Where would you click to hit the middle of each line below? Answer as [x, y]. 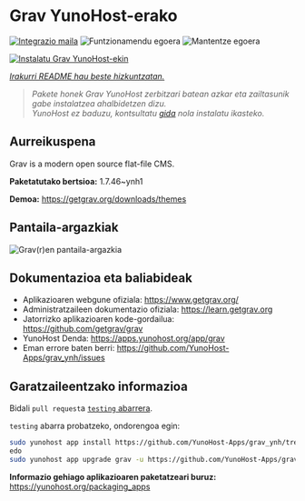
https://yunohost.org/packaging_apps [80, 486]
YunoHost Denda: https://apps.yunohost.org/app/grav [123, 338]
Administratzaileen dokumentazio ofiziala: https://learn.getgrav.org [148, 309]
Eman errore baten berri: [69, 348]
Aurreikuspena [53, 142]
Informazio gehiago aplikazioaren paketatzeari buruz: [113, 476]
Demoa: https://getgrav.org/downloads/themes [98, 199]
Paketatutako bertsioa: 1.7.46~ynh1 [76, 181]
